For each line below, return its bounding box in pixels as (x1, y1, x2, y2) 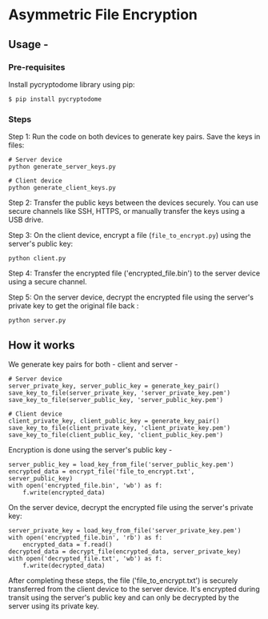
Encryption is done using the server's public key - (8, 444, 173, 454)
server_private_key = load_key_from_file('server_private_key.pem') (8, 526, 242, 534)
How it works (8, 338, 75, 352)
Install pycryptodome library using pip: (8, 79, 135, 89)
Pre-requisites (8, 62, 66, 73)
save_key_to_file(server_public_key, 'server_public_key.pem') (8, 396, 224, 404)
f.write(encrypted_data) (22, 488, 106, 496)
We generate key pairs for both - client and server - (8, 359, 178, 369)
